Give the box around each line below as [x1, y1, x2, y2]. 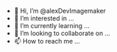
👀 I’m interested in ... [13, 14, 74, 22]
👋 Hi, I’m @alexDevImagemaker [13, 7, 106, 15]
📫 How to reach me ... [13, 37, 80, 45]
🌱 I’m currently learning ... [13, 22, 90, 30]
